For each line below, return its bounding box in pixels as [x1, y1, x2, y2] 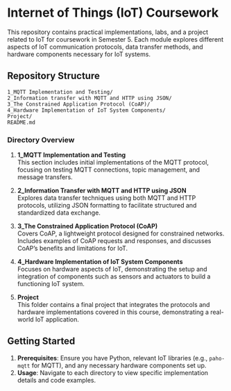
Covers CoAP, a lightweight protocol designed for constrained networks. [17, 229, 225, 238]
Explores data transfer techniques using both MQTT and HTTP [17, 194, 196, 202]
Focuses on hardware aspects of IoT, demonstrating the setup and [17, 265, 207, 274]
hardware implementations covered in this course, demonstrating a [17, 308, 209, 317]
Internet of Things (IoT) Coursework [7, 5, 219, 21]
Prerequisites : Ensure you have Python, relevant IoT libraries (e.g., [17, 353, 208, 362]
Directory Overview [7, 135, 75, 144]
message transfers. [17, 173, 73, 181]
